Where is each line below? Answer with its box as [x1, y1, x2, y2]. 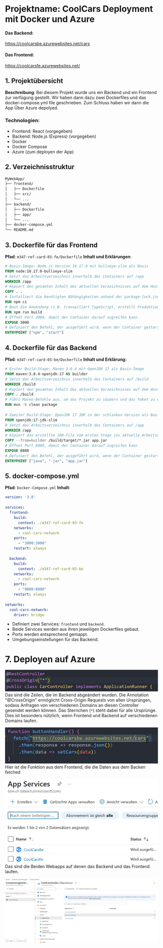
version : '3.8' [5, 495, 36, 500]
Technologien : [5, 117, 40, 124]
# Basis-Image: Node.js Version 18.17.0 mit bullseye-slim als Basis [5, 263, 149, 269]
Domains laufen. [5, 718, 38, 723]
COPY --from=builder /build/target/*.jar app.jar [5, 438, 108, 443]
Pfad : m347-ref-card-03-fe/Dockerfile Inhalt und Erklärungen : [5, 254, 132, 259]
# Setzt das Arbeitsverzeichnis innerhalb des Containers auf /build [5, 377, 149, 382]
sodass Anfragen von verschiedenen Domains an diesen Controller [5, 702, 139, 708]
